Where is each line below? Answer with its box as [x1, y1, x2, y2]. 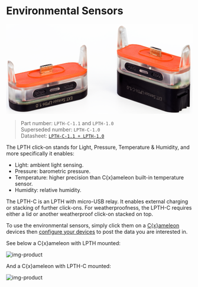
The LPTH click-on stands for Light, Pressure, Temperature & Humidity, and [6, 143, 190, 151]
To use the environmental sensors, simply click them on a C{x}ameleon [6, 221, 180, 229]
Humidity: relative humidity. [14, 186, 82, 193]
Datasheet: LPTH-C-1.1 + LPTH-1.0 [20, 132, 105, 139]
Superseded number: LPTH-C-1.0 [20, 126, 100, 133]
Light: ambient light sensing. [14, 161, 84, 168]
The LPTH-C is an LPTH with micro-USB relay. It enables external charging [6, 198, 189, 205]
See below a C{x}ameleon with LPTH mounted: [6, 239, 121, 246]
